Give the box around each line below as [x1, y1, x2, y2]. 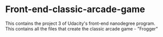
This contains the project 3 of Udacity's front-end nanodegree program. [5, 20, 155, 26]
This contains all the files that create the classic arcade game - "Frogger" [5, 25, 158, 31]
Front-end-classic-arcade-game [5, 4, 145, 15]
